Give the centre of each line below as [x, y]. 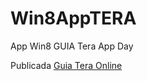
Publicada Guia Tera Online [66, 65]
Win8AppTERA [73, 18]
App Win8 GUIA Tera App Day [72, 46]
